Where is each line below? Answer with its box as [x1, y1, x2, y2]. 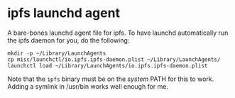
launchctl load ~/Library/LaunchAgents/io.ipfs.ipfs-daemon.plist [7, 62, 208, 69]
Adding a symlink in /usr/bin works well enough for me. [7, 82, 169, 90]
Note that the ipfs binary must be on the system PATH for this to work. [7, 75, 214, 83]
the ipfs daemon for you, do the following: [7, 36, 130, 44]
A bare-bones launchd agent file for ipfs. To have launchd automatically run [7, 28, 229, 37]
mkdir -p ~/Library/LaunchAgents [7, 50, 106, 57]
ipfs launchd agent [7, 5, 121, 21]
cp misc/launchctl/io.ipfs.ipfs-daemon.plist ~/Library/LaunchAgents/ [7, 55, 221, 63]
